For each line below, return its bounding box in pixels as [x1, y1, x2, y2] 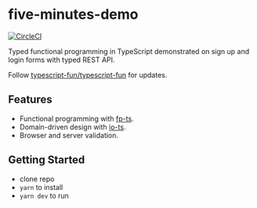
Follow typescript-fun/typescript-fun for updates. [8, 70, 168, 79]
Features [8, 93, 52, 107]
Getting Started [8, 153, 85, 166]
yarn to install [19, 182, 63, 192]
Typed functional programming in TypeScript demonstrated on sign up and [8, 46, 250, 56]
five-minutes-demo [8, 5, 139, 24]
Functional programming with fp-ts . [19, 114, 135, 123]
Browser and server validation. [19, 130, 119, 140]
